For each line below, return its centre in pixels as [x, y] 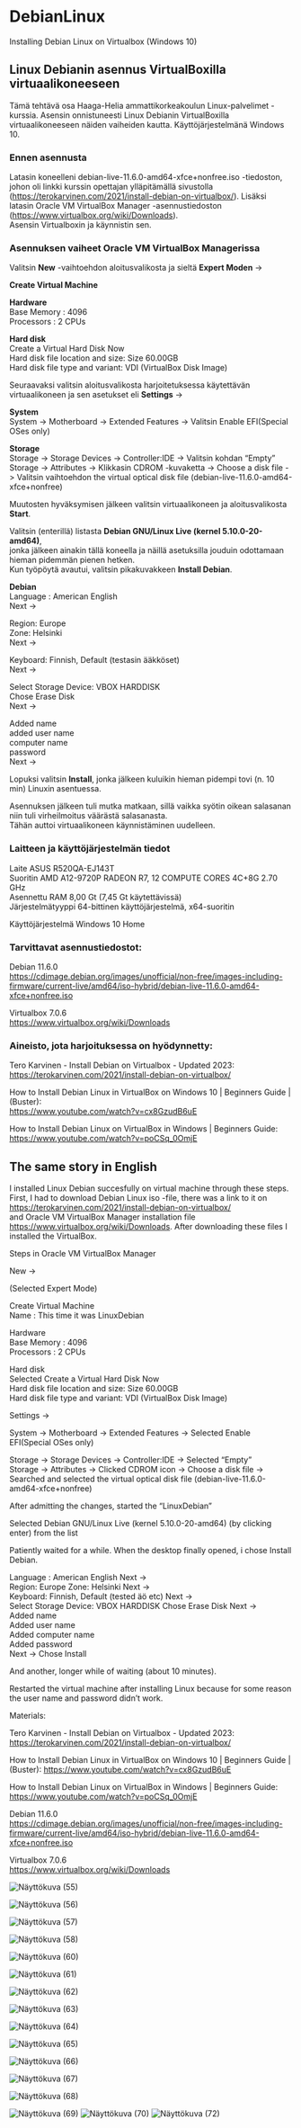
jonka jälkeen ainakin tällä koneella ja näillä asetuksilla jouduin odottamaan [147, 550]
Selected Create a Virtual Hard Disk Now [84, 1379]
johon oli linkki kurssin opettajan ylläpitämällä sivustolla [111, 187]
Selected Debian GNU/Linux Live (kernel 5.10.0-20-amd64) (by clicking [141, 1524]
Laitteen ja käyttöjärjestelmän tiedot [90, 849]
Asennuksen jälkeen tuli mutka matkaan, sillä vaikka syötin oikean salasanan [150, 806]
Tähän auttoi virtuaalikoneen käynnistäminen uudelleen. [112, 826]
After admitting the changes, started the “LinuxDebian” [111, 1506]
